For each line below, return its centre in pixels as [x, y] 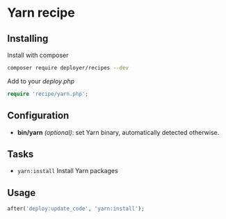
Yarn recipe [41, 13]
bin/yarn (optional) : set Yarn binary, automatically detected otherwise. [118, 132]
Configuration [38, 116]
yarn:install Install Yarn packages [67, 171]
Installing [28, 39]
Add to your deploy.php [41, 81]
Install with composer [38, 55]
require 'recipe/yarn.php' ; [48, 94]
